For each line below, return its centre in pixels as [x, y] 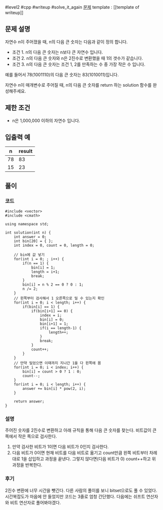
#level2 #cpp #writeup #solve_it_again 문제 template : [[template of [72, 7]
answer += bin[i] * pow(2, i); [54, 389]
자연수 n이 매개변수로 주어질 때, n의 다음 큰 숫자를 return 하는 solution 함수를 [78, 85]
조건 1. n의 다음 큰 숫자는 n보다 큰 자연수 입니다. [57, 52]
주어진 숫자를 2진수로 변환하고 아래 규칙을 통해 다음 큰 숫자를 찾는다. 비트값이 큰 [81, 430]
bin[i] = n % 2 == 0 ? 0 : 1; [53, 285]
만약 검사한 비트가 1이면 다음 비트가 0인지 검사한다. [60, 447]
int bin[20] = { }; [34, 241]
